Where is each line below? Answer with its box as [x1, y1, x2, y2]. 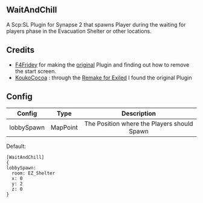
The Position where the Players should [84, 119, 193, 128]
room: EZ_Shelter [11, 170, 56, 176]
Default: [6, 142, 26, 150]
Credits [6, 45, 35, 55]
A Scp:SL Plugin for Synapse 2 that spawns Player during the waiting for [6, 21, 186, 28]
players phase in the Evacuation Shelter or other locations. [6, 27, 152, 35]
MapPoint [50, 124, 79, 132]
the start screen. [14, 67, 56, 75]
